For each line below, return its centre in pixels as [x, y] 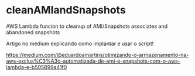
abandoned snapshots [33, 32]
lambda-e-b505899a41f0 [37, 67]
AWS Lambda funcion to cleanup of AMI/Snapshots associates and [87, 26]
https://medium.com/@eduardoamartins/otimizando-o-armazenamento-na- [97, 55]
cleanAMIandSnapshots [66, 10]
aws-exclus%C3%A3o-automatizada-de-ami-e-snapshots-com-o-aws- [93, 61]
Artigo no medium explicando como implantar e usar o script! [80, 44]
